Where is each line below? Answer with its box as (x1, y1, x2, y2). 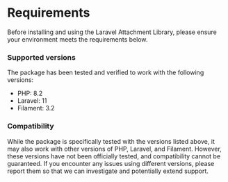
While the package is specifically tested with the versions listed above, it (7, 137, 215, 145)
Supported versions (7, 52, 76, 62)
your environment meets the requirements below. (7, 35, 148, 43)
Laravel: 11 (17, 97, 47, 105)
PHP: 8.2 (17, 89, 43, 98)
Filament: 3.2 (17, 104, 55, 113)
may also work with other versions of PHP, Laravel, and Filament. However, (7, 144, 222, 153)
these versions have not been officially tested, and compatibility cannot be (7, 151, 221, 160)
